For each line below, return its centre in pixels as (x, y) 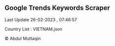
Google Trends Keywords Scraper (57, 8)
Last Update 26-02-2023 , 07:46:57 (41, 19)
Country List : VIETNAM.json (33, 29)
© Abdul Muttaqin (23, 38)
